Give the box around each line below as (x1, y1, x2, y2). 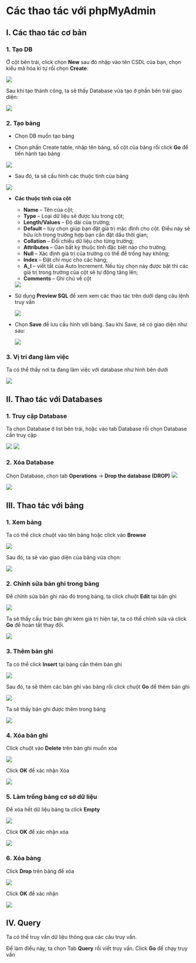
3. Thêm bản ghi (6, 647, 53, 656)
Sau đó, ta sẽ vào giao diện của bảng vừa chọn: (6, 554, 121, 561)
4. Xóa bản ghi (6, 731, 48, 739)
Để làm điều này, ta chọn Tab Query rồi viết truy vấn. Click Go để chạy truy (6, 945, 188, 952)
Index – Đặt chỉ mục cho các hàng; (23, 256, 108, 263)
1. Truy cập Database (6, 412, 67, 420)
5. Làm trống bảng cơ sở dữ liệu (6, 793, 97, 801)
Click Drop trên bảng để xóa (6, 867, 75, 874)
